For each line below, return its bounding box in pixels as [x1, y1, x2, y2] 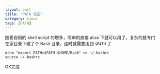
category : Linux [5, 16, 38, 21]
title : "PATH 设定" [5, 12, 43, 17]
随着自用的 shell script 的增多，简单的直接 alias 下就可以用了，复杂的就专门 [5, 35, 156, 40]
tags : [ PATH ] [5, 20, 32, 26]
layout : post [5, 7, 32, 12]
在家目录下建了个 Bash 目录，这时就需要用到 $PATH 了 [5, 41, 112, 47]
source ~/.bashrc [5, 55, 40, 60]
